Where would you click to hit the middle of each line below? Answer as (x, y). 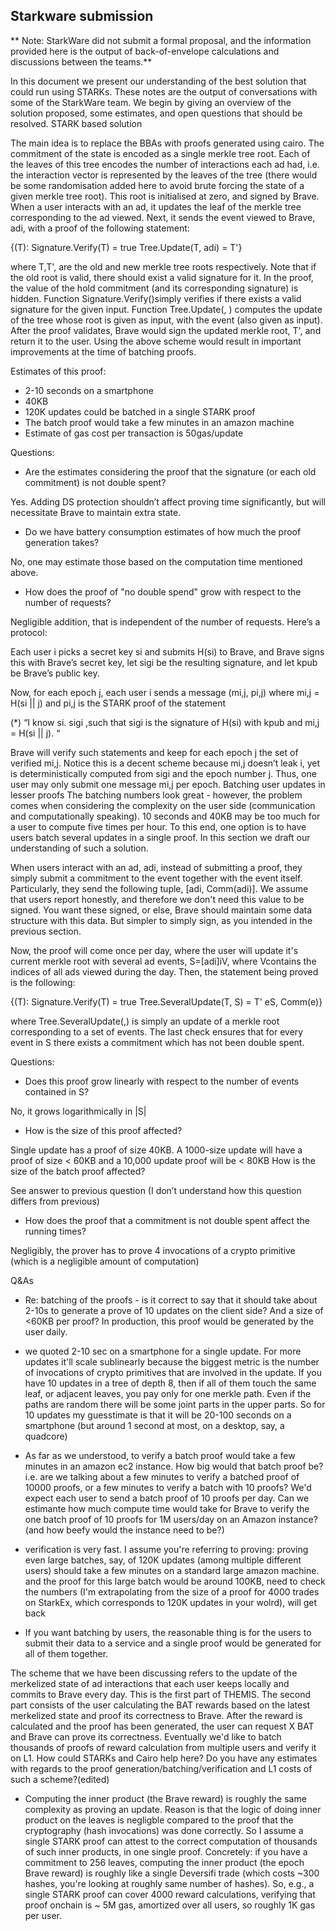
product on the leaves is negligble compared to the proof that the (159, 1820)
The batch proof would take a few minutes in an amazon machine (159, 422)
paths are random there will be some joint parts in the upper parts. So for (175, 1404)
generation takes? (62, 542)
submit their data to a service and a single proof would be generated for (173, 1643)
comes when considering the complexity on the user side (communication (163, 805)
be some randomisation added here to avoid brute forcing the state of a (157, 185)
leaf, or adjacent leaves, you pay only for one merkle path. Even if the (168, 1393)
